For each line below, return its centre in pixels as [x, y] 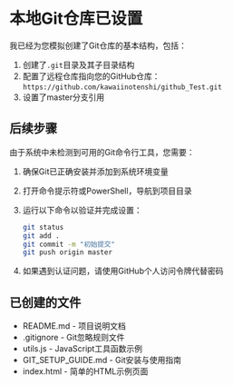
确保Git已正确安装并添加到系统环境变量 [96, 171]
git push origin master [68, 252]
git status [43, 227]
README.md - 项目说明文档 [74, 326]
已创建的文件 [45, 302]
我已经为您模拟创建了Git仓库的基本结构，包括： [98, 45]
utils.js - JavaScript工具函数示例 [83, 349]
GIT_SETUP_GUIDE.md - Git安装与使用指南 [102, 360]
